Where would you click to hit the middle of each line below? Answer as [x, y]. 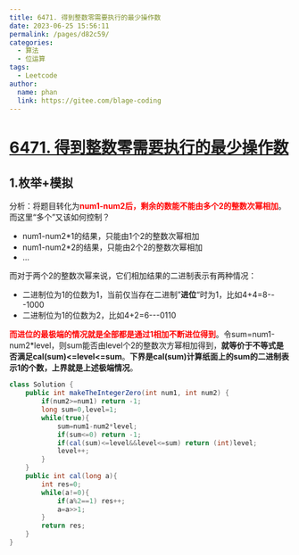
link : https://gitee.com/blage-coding [90, 100]
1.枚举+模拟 [42, 182]
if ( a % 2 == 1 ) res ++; [91, 501]
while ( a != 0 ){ [66, 493]
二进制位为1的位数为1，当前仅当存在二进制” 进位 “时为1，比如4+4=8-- [148, 294]
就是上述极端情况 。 [103, 368]
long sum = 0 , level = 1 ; [79, 410]
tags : [19, 68]
